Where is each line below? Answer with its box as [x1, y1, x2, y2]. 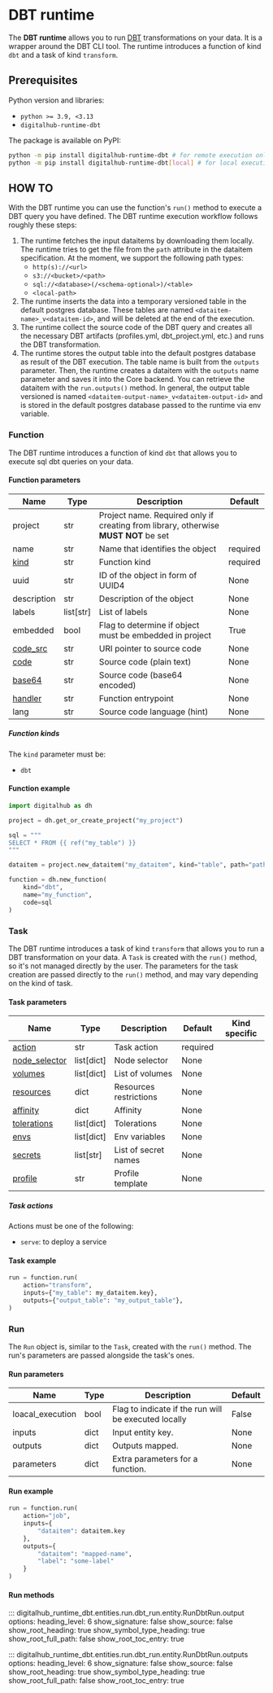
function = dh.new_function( [8, 875, 107, 884]
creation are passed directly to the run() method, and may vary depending [8, 969, 258, 979]
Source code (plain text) [98, 656, 192, 667]
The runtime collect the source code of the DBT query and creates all [19, 322, 253, 332]
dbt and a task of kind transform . [8, 50, 119, 59]
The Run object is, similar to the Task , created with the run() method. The [8, 1341, 252, 1351]
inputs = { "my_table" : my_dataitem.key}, [23, 1289, 158, 1297]
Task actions [8, 1200, 54, 1210]
